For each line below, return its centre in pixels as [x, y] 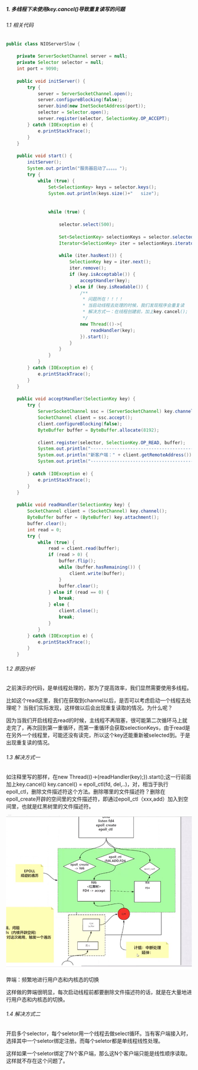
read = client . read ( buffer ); [84, 549]
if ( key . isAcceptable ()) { [102, 274]
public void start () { [44, 156]
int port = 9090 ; [38, 69]
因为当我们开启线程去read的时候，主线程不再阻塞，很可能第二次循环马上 [94, 720]
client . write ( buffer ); [97, 573]
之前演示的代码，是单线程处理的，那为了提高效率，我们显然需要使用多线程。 [99, 688]
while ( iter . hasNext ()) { [90, 256]
